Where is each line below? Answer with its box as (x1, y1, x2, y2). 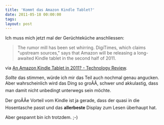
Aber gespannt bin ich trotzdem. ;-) (5, 114, 78, 120)
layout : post (5, 21, 32, 26)
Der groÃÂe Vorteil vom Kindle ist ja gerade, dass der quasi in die (5, 97, 140, 103)
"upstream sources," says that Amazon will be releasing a (17, 50, 136, 56)
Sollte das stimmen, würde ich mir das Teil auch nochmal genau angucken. (5, 74, 159, 80)
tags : (5, 16, 16, 21)
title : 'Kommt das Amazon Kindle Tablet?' (5, 7, 95, 12)
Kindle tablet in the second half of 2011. (34, 55, 116, 61)
